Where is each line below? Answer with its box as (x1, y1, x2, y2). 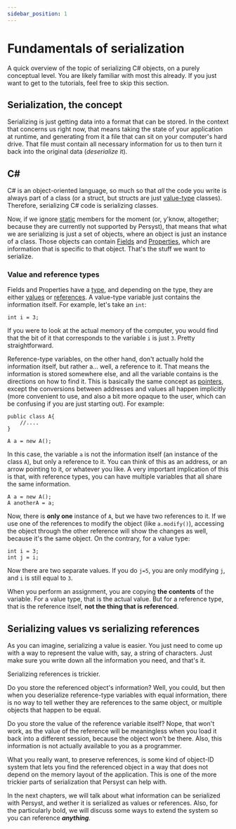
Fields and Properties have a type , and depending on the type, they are (7, 286, 214, 294)
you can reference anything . (7, 814, 91, 822)
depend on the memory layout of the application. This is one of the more (7, 770, 217, 779)
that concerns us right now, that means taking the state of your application (7, 125, 223, 133)
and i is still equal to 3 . (7, 573, 73, 583)
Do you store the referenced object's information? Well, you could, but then (7, 684, 225, 692)
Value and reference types (7, 270, 100, 279)
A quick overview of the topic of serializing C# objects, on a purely (7, 64, 200, 72)
